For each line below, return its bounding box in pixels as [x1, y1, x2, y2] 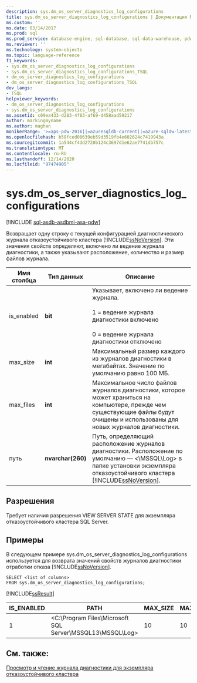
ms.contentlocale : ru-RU [6, 150, 67, 156]
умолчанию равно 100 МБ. [91, 369, 170, 378]
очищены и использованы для [91, 415, 179, 423]
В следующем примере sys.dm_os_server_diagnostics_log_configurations [6, 550, 188, 558]
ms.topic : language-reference [6, 52, 80, 58]
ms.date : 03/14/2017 [6, 25, 57, 31]
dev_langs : [6, 85, 33, 91]
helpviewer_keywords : [6, 96, 59, 102]
